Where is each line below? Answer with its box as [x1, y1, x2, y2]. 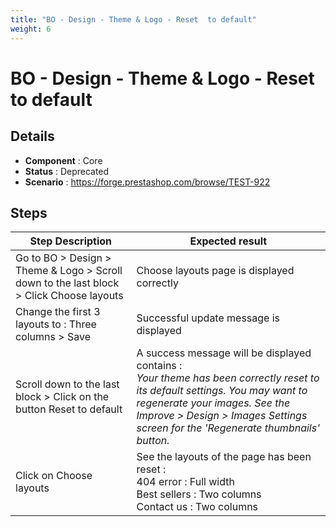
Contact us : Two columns [136, 500, 259, 514]
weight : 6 [10, 24, 52, 34]
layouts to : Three [15, 317, 97, 331]
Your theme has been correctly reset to [136, 371, 320, 385]
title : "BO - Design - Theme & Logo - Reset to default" [10, 14, 257, 25]
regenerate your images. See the [136, 396, 291, 410]
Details [10, 128, 55, 145]
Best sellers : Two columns [136, 487, 262, 501]
